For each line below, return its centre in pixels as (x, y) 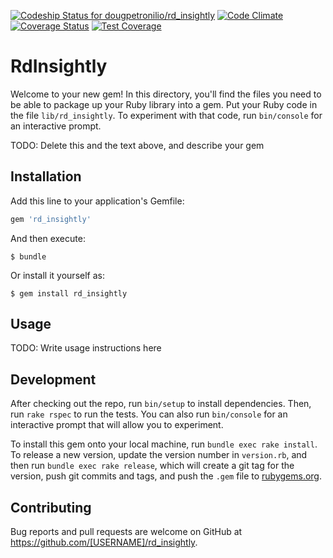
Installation (46, 176)
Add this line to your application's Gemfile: (97, 201)
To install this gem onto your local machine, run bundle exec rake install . (164, 444)
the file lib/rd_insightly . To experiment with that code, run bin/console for (166, 115)
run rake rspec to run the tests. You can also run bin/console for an (149, 414)
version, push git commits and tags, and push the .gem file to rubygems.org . (166, 476)
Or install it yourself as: (57, 275)
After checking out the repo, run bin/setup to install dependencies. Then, (161, 404)
